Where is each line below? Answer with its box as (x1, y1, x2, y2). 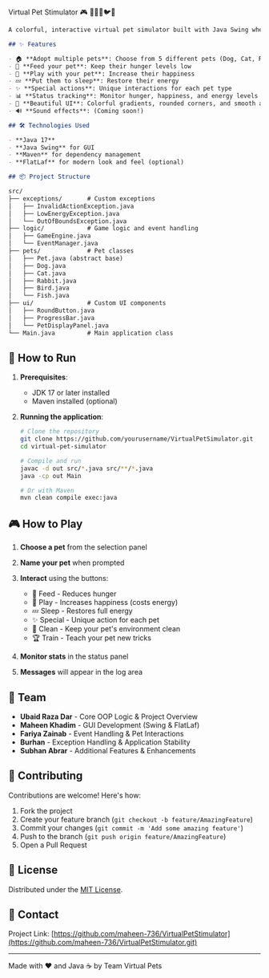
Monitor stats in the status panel (19, 651, 129, 661)
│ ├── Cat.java (8, 269, 66, 278)
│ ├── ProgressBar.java (8, 314, 94, 322)
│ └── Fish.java (8, 292, 70, 300)
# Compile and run (19, 457, 82, 465)
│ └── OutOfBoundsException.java (8, 217, 127, 225)
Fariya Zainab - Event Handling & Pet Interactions (19, 728, 184, 738)
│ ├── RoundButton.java (8, 306, 94, 315)
